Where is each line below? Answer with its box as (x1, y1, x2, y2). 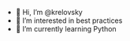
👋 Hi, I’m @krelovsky (15, 8, 83, 17)
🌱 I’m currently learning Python (15, 24, 117, 33)
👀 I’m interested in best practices (15, 16, 123, 25)
